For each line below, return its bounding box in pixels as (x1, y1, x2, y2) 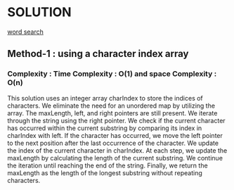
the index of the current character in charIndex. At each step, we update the (7, 146, 228, 155)
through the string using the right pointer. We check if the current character (7, 116, 226, 125)
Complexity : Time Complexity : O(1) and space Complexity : (7, 69, 217, 79)
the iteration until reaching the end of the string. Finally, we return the (7, 161, 209, 170)
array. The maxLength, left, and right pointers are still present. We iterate (7, 108, 218, 117)
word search (7, 27, 44, 36)
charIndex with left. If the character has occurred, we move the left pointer (7, 131, 223, 139)
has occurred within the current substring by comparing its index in (7, 124, 202, 132)
